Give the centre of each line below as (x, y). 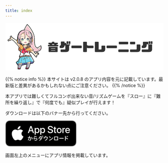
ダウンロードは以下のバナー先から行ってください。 (58, 113)
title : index (19, 11)
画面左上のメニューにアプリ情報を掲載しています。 (58, 155)
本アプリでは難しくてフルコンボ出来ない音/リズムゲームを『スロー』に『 (81, 96)
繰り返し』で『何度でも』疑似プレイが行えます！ (65, 102)
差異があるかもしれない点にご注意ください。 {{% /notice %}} (82, 85)
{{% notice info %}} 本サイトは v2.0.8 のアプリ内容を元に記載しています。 (82, 79)
